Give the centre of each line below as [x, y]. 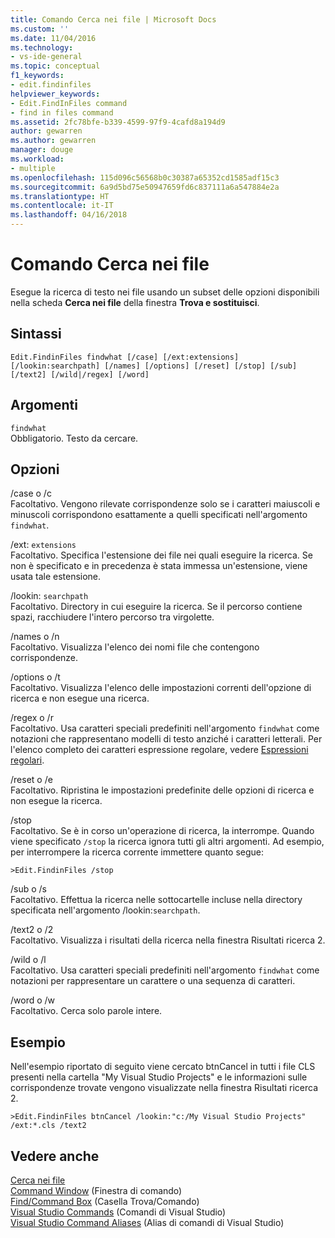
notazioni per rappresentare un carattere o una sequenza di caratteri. [153, 981]
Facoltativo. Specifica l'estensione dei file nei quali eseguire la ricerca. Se [161, 555]
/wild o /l [28, 960]
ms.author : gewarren [53, 141]
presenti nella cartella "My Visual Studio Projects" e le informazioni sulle [159, 1077]
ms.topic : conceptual [55, 66]
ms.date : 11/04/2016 [53, 38]
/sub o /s [28, 889]
